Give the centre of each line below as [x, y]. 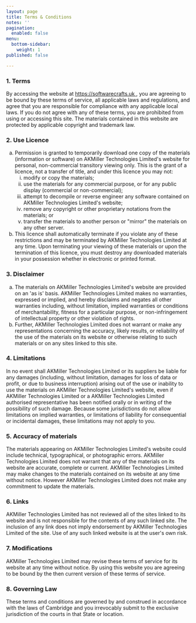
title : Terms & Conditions [39, 17]
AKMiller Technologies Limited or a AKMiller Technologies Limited [85, 396]
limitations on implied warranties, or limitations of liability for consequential [96, 415]
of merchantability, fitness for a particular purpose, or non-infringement [101, 312]
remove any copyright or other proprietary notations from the [97, 209]
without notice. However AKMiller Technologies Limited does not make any [96, 480]
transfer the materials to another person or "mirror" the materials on [105, 221]
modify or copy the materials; [59, 178]
